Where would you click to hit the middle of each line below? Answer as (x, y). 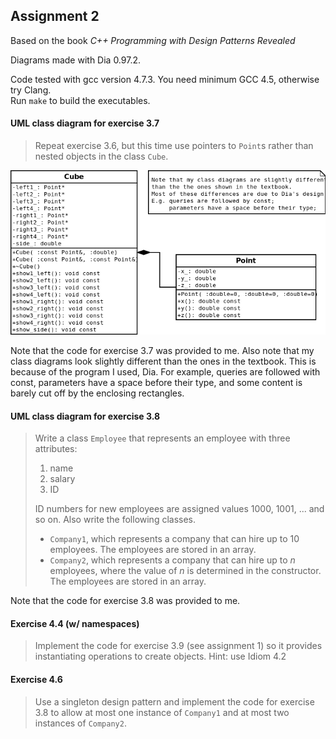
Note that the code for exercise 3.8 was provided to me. (125, 601)
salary (62, 479)
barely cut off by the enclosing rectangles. (97, 393)
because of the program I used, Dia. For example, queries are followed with (165, 371)
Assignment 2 (55, 16)
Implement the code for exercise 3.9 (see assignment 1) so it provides (178, 646)
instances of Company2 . (80, 723)
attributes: (56, 449)
